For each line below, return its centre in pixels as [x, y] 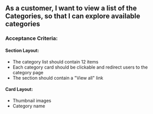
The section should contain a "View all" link [58, 78]
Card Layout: [19, 89]
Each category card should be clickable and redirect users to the [80, 67]
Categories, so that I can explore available [73, 16]
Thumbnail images [32, 100]
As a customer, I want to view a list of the [71, 8]
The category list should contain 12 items [55, 62]
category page [28, 72]
